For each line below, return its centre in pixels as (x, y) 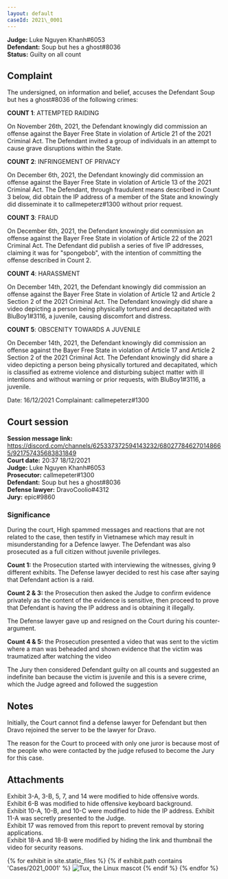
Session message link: (40, 439)
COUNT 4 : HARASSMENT (44, 273)
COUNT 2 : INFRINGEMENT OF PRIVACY (64, 162)
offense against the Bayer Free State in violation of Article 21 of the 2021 (109, 134)
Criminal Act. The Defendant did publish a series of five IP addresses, (105, 246)
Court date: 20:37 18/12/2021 (49, 461)
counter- (208, 621)
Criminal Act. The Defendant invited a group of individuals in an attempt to (112, 141)
